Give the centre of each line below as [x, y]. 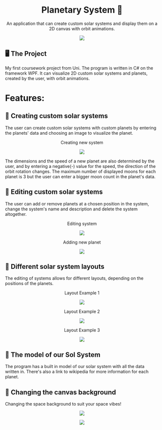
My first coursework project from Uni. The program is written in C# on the [79, 68]
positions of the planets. [29, 284]
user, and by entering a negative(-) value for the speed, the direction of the [81, 166]
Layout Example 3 [82, 330]
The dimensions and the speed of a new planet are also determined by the [80, 161]
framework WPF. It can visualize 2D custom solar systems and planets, [76, 73]
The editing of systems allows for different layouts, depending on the [74, 278]
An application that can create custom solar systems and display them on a [82, 23]
